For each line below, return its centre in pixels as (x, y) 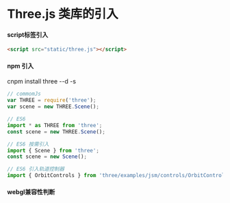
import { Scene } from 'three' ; (53, 150)
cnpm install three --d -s (42, 81)
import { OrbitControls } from (52, 176)
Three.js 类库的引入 (63, 14)
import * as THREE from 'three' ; (55, 125)
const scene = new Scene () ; (47, 157)
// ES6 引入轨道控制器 (36, 169)
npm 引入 (21, 66)
